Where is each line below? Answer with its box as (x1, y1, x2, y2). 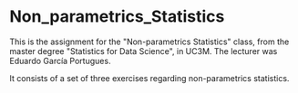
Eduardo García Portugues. (9, 55, 111, 66)
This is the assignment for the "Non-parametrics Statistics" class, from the (9, 36, 290, 47)
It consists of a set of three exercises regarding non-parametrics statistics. (9, 72, 290, 83)
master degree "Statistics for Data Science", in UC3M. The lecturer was (9, 45, 278, 56)
